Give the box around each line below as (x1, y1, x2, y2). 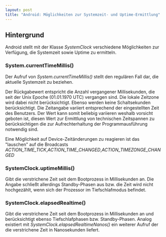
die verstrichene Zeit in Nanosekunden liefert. (5, 227, 100, 233)
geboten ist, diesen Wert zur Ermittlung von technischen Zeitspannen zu (5, 115, 154, 122)
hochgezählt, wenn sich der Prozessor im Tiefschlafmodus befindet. (5, 187, 146, 193)
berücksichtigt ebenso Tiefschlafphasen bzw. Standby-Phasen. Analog (5, 216, 152, 222)
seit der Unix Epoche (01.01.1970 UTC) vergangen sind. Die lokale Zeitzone (5, 94, 159, 100)
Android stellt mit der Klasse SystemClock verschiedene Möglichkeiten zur (5, 44, 159, 50)
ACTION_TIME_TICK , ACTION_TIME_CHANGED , (5, 147, 102, 153)
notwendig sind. (5, 126, 39, 132)
